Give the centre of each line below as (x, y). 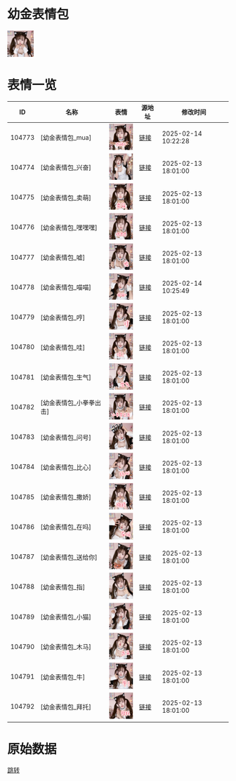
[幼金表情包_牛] (63, 677)
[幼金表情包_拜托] (66, 707)
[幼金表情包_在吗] (66, 527)
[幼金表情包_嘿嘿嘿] (69, 227)
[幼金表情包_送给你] (69, 557)
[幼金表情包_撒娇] (66, 497)
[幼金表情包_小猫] (66, 617)
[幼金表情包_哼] (63, 317)
